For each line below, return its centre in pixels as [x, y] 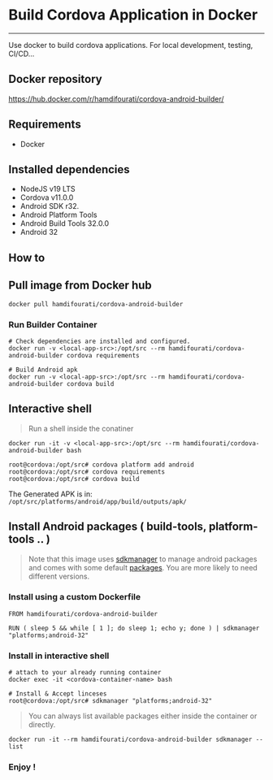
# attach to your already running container [85, 673]
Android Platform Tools [58, 215]
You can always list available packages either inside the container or [143, 716]
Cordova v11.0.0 [47, 197]
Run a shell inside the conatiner [81, 428]
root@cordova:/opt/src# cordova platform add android [102, 465]
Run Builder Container [53, 324]
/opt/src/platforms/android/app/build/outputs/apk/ [97, 501]
